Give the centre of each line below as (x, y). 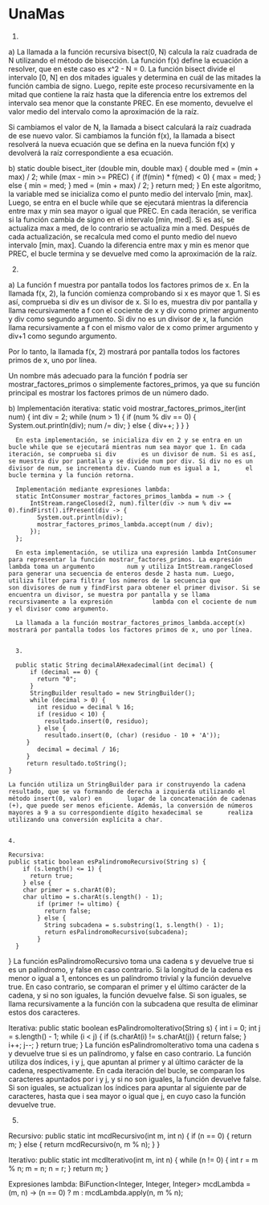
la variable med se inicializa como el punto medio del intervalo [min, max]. (130, 194)
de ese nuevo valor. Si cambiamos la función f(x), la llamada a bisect (122, 135)
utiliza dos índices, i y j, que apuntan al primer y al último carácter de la (126, 1062)
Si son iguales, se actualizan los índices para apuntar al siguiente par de (128, 1087)
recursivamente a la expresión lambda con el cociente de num (132, 602)
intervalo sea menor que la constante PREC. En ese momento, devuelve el (130, 103)
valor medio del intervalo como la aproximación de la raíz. (104, 111)
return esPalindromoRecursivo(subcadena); (116, 932)
